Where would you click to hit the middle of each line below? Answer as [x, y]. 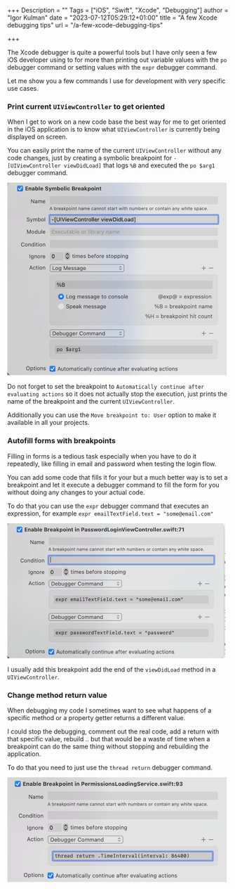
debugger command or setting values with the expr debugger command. [112, 67]
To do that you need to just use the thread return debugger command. [110, 767]
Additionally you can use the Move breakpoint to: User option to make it [112, 415]
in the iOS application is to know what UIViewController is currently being [114, 129]
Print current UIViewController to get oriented [86, 106]
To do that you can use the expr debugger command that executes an [108, 506]
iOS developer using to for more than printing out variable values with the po [117, 60]
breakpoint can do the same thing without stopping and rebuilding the [108, 746]
